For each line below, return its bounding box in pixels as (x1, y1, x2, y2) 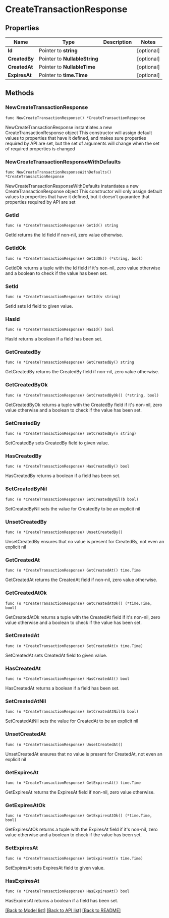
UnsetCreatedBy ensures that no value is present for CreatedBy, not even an (5, 538, 164, 544)
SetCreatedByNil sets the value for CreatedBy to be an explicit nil (5, 505, 140, 511)
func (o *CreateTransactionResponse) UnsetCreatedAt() (5, 742, 123, 747)
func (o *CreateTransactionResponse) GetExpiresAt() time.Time (5, 780, 141, 785)
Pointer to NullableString (38, 55, 98, 62)
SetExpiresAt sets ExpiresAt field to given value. (5, 865, 105, 871)
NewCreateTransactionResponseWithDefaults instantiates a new (5, 183, 139, 189)
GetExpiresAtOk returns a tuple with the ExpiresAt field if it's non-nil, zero (5, 826, 158, 833)
